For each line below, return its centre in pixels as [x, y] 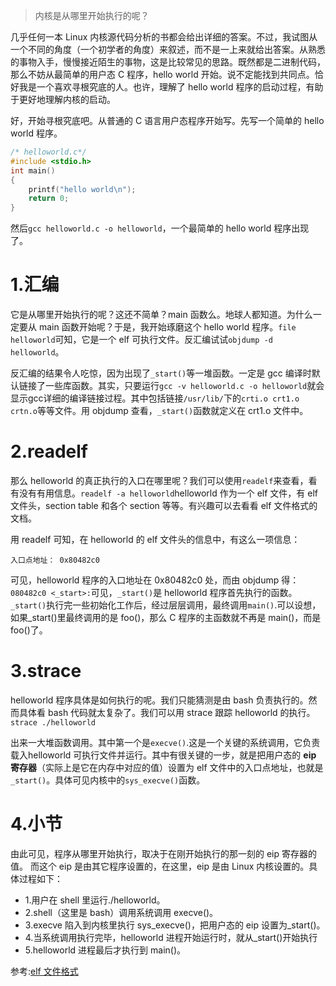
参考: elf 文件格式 [44, 971]
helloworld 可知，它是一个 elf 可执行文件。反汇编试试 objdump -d [141, 340]
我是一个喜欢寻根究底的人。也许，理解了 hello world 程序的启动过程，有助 [171, 87]
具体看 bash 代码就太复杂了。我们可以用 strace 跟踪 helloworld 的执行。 [167, 712]
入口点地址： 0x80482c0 [55, 560]
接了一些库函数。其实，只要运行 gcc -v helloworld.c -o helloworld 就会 [176, 386]
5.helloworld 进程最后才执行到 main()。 [105, 950]
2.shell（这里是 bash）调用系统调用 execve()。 [121, 912]
